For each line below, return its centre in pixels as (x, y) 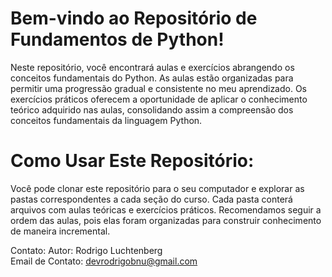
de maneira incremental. (60, 231)
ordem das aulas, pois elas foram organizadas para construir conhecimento (166, 220)
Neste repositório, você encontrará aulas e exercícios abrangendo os (152, 67)
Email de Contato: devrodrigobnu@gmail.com (104, 261)
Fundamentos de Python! (117, 39)
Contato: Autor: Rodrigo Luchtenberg (86, 250)
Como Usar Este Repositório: (132, 161)
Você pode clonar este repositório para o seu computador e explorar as (157, 188)
